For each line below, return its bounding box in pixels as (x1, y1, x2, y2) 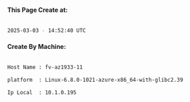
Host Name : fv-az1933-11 (7, 64, 83, 71)
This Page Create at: (7, 6, 68, 14)
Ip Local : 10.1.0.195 (7, 89, 77, 96)
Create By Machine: (7, 42, 67, 50)
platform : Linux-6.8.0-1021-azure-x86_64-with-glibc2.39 (7, 77, 184, 84)
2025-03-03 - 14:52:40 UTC (7, 27, 86, 34)
